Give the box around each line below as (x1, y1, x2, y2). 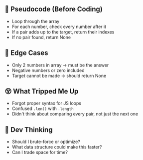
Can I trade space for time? (11, 149, 68, 155)
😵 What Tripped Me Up (4, 87, 79, 95)
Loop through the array (11, 18, 60, 24)
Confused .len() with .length (11, 105, 74, 111)
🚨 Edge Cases (4, 48, 48, 57)
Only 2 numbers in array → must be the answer (11, 62, 109, 68)
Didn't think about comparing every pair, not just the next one (11, 111, 138, 117)
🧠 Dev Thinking (4, 125, 53, 134)
